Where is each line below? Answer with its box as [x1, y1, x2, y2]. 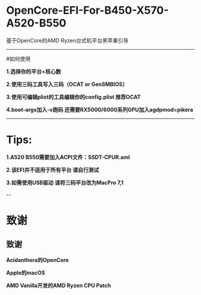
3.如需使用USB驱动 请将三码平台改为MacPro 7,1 [6, 179, 124, 186]
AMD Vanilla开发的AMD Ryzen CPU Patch [6, 282, 111, 289]
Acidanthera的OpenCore [6, 256, 69, 263]
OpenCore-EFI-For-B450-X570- [6, 4, 169, 17]
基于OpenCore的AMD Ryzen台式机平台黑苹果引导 [6, 37, 129, 44]
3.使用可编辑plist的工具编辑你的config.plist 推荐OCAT [6, 93, 141, 101]
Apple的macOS [6, 269, 45, 276]
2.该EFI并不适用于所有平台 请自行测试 [6, 166, 99, 174]
